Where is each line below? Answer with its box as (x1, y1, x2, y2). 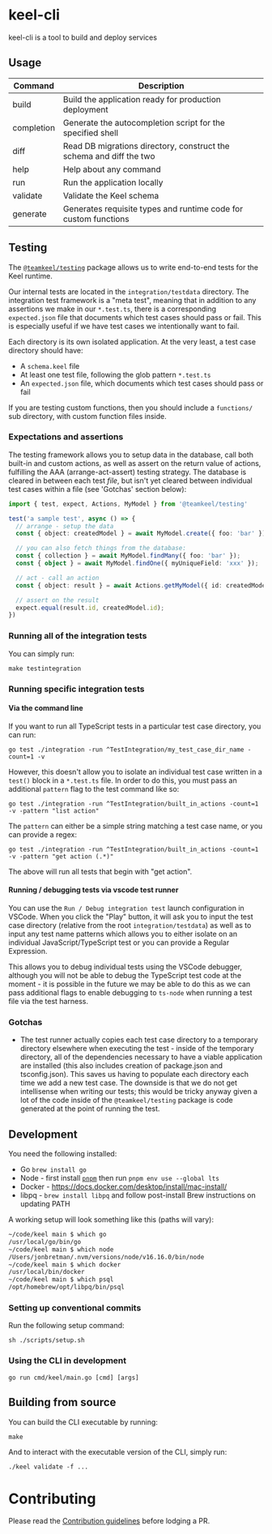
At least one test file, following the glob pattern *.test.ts (19, 370, 211, 379)
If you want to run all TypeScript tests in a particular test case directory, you (8, 721, 261, 731)
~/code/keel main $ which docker (8, 1260, 121, 1269)
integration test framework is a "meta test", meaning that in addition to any (8, 295, 257, 305)
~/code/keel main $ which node (8, 1246, 114, 1254)
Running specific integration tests (8, 683, 145, 694)
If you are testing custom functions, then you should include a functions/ (8, 403, 253, 412)
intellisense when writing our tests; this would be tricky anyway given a (19, 1087, 257, 1096)
